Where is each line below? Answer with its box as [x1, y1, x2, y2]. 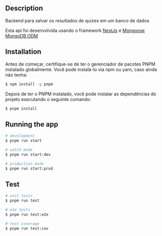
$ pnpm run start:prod [5, 166, 53, 171]
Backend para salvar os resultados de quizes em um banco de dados [5, 17, 149, 23]
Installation [5, 48, 42, 56]
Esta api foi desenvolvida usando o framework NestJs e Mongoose [5, 27, 145, 33]
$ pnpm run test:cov [5, 226, 49, 231]
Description [5, 4, 43, 13]
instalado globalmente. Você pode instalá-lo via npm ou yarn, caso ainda [5, 66, 157, 73]
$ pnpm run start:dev [5, 152, 51, 157]
